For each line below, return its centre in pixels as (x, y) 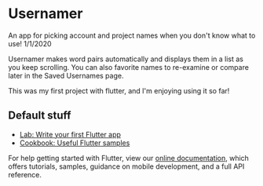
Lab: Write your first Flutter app (70, 134)
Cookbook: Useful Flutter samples (75, 143)
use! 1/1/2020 (30, 43)
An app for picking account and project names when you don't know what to (132, 35)
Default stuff (40, 116)
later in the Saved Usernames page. (66, 75)
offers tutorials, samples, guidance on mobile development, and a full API (126, 166)
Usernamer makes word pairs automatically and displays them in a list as (126, 59)
